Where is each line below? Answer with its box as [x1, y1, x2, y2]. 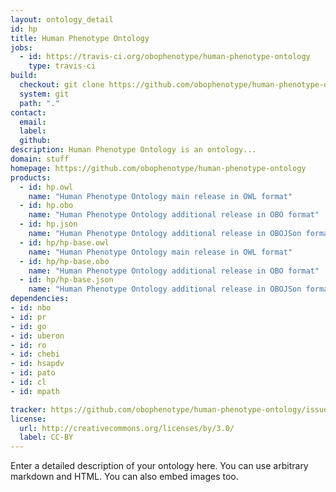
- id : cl [10, 377, 47, 387]
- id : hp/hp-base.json [19, 275, 114, 285]
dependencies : [10, 294, 70, 304]
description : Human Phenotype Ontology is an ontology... [10, 145, 257, 155]
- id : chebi [10, 349, 60, 360]
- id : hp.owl [19, 182, 74, 192]
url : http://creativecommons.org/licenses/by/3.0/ [19, 423, 235, 433]
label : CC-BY [19, 432, 74, 443]
